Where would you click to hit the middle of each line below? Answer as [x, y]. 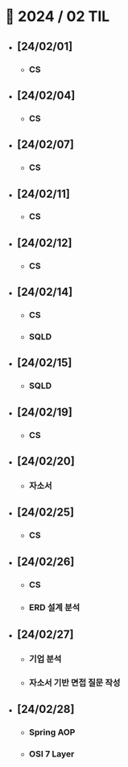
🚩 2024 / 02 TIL [58, 17]
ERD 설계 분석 [54, 608]
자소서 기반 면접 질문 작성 [74, 682]
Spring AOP [52, 732]
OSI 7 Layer [52, 753]
